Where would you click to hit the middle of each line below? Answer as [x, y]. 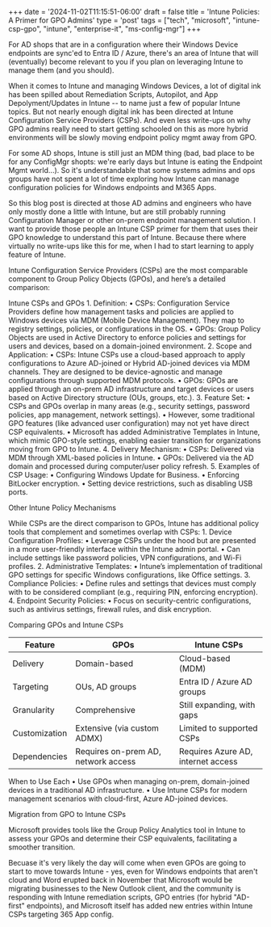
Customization [40, 733]
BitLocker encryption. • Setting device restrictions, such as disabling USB [131, 483]
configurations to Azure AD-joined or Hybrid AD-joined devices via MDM [129, 363]
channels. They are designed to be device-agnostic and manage [116, 372]
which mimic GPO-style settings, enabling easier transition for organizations [135, 440]
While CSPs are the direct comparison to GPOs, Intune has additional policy [134, 523]
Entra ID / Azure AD [215, 682]
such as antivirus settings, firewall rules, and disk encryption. [110, 609]
